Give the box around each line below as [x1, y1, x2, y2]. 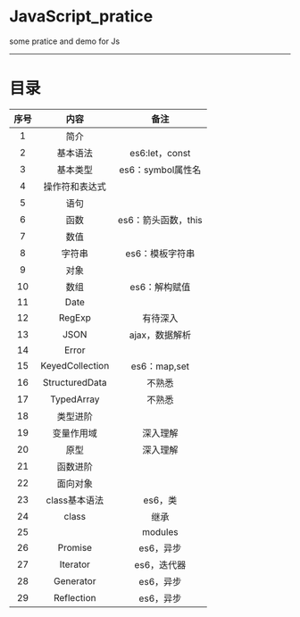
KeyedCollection [40, 359, 110, 371]
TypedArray [50, 393, 100, 405]
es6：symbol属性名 [119, 163, 202, 176]
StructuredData [43, 376, 107, 388]
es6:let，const [129, 146, 191, 159]
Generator [53, 574, 96, 587]
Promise [57, 541, 92, 554]
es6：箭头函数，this [117, 213, 203, 226]
